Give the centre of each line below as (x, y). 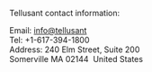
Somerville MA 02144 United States (76, 59)
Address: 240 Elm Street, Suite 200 (75, 49)
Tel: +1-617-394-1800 (49, 40)
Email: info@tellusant (48, 30)
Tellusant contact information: (65, 13)
